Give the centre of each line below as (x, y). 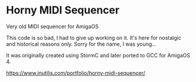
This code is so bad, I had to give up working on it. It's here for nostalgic (94, 37)
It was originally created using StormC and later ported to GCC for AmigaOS (98, 55)
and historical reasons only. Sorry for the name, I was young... (82, 44)
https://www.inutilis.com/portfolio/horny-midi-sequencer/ (76, 73)
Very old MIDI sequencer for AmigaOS (52, 26)
